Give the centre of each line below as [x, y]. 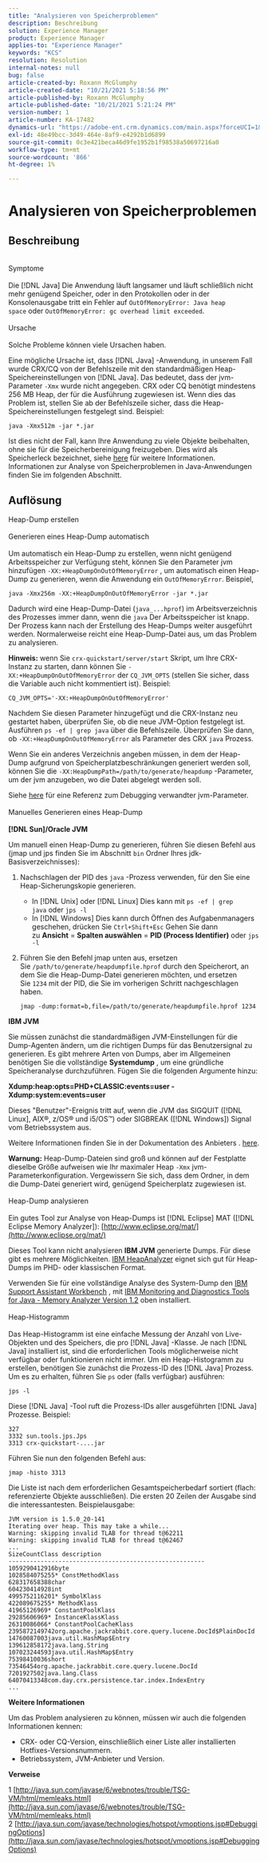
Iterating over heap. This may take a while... [89, 1526]
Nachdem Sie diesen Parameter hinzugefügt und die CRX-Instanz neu [123, 712]
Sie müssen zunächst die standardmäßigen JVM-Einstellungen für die [123, 1037]
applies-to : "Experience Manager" [66, 46]
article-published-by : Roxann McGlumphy [77, 98]
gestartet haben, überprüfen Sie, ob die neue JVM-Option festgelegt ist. [127, 721]
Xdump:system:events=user [57, 1094]
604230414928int [35, 1589]
